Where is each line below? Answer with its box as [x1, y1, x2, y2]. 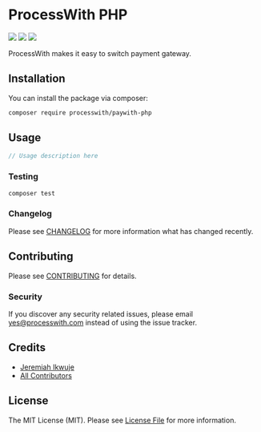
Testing [8, 171, 38, 182]
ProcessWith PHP [8, 6, 128, 24]
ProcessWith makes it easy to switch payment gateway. [8, 48, 192, 58]
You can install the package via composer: [8, 93, 148, 103]
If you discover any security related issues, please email [8, 309, 194, 318]
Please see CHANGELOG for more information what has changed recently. [8, 226, 254, 236]
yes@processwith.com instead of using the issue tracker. [8, 317, 198, 327]
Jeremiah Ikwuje [19, 362, 74, 372]
